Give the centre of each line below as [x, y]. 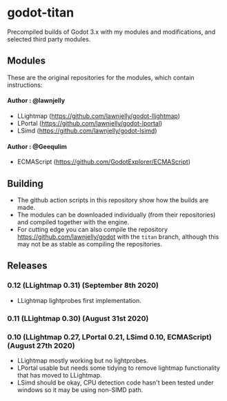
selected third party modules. [49, 39]
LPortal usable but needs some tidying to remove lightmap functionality [119, 368]
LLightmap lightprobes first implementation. [79, 300]
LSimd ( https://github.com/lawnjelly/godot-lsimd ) [87, 130]
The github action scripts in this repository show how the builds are [113, 200]
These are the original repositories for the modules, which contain [101, 77]
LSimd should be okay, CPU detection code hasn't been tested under [115, 382]
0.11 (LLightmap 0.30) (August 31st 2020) [78, 318]
